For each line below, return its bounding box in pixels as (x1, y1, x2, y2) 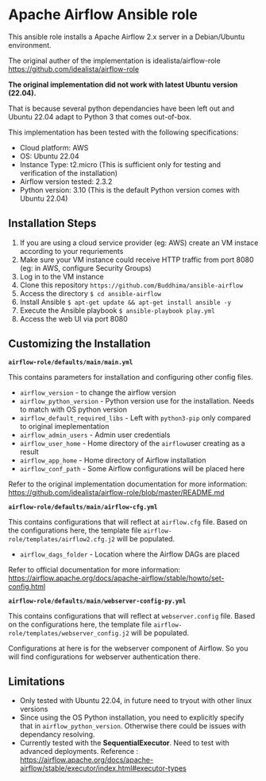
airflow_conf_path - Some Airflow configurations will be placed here (19, 463, 245, 473)
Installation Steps (8, 217, 97, 230)
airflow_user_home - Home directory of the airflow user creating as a (19, 438, 245, 447)
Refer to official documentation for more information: (8, 564, 181, 574)
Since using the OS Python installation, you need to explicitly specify (19, 713, 245, 722)
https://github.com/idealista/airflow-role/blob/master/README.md (8, 487, 225, 497)
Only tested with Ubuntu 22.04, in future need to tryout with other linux (19, 696, 253, 705)
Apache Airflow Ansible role (8, 6, 199, 24)
